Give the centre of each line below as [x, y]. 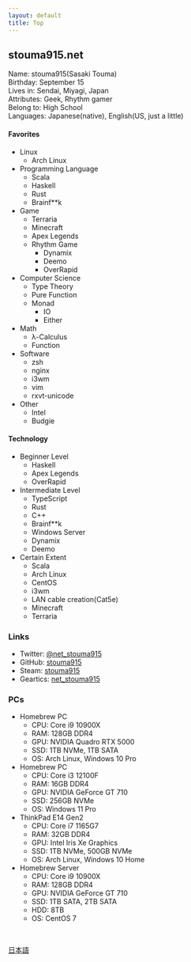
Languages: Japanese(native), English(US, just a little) [96, 116]
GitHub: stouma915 [51, 662]
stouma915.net [46, 55]
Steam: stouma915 [50, 671]
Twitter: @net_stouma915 [61, 654]
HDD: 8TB [48, 910]
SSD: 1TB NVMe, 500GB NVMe [82, 851]
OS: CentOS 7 [54, 918]
